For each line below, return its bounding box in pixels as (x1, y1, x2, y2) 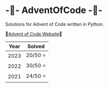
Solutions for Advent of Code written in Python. (5, 21, 104, 27)
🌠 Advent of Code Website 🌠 (5, 31, 62, 37)
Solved (27, 43, 45, 50)
